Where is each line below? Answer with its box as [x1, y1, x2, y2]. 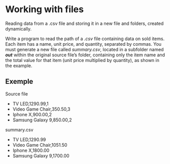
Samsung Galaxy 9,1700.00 [12, 152, 70, 158]
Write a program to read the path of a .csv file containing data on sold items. [5, 36, 165, 42]
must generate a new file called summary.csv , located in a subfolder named [5, 46, 164, 52]
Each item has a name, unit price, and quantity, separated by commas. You [5, 41, 161, 47]
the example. [5, 62, 32, 69]
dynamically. [5, 25, 32, 31]
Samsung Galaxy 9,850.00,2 [12, 117, 72, 123]
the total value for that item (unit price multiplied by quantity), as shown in [5, 57, 160, 63]
